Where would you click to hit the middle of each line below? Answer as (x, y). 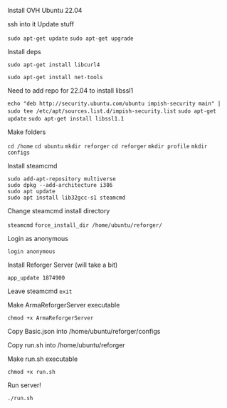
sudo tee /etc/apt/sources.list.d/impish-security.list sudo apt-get (112, 111)
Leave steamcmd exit (40, 291)
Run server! (24, 385)
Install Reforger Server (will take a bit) (63, 265)
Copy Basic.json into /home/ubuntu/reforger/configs (84, 331)
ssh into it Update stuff (41, 24)
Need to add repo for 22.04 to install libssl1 (70, 91)
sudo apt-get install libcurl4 (54, 65)
